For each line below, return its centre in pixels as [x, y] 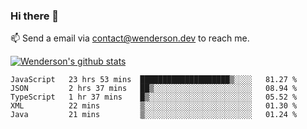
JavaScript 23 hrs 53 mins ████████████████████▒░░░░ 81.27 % [154, 80]
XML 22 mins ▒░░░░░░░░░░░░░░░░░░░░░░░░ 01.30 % [154, 106]
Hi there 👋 [35, 16]
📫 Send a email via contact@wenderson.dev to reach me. [130, 38]
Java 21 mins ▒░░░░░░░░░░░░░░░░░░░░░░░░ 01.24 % [154, 115]
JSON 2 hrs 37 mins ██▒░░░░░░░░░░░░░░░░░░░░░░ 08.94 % [154, 89]
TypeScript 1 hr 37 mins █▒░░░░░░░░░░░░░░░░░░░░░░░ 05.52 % [154, 97]
